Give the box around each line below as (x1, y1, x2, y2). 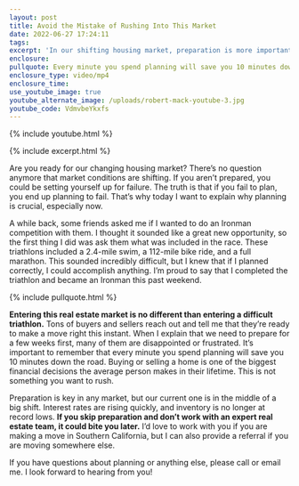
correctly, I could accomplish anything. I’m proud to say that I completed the (9, 265, 288, 276)
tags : (9, 37, 29, 47)
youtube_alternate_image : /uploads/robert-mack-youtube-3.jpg (9, 95, 245, 105)
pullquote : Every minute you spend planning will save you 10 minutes (9, 63, 277, 72)
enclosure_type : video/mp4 (9, 71, 109, 80)
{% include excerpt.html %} (9, 146, 111, 157)
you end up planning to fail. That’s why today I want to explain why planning (9, 191, 287, 202)
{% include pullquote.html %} (9, 292, 117, 303)
